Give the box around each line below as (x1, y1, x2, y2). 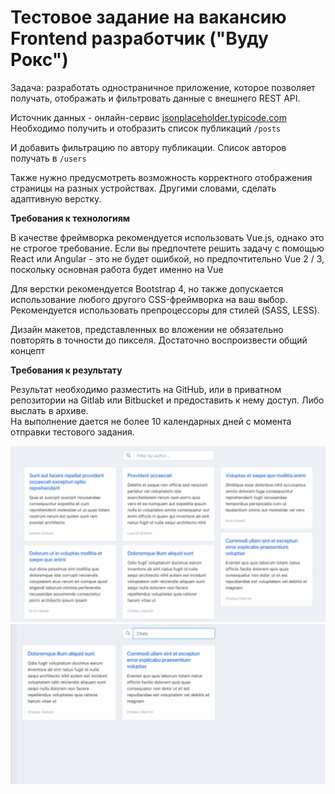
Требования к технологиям (10, 212, 131, 224)
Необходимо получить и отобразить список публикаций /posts (10, 122, 282, 134)
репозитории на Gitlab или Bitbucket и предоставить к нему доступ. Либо (10, 394, 325, 406)
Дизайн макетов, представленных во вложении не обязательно (10, 323, 284, 335)
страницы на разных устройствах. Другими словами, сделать (10, 182, 277, 194)
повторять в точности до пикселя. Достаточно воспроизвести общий (10, 334, 308, 346)
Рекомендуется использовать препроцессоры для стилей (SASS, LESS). (10, 304, 320, 316)
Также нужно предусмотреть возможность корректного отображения (10, 171, 313, 183)
